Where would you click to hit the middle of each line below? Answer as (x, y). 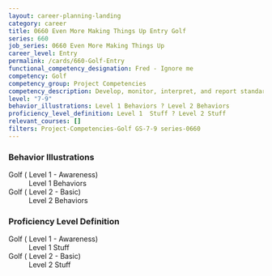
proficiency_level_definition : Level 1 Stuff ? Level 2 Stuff (117, 114)
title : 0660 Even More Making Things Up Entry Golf (97, 31)
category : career (38, 23)
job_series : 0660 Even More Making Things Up (86, 46)
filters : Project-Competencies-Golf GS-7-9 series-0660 (104, 129)
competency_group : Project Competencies (78, 83)
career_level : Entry (43, 53)
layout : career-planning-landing (65, 16)
